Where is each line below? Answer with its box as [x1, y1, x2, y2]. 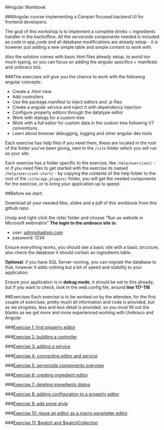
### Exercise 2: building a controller [5, 334, 78, 339]
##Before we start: [5, 191, 43, 196]
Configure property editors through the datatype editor [12, 109, 124, 115]
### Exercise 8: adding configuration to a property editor [5, 391, 119, 397]
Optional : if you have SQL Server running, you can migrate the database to [5, 259, 157, 265]
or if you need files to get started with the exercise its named [5, 165, 128, 171]
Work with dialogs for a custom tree [12, 115, 85, 120]
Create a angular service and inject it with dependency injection [12, 104, 141, 110]
